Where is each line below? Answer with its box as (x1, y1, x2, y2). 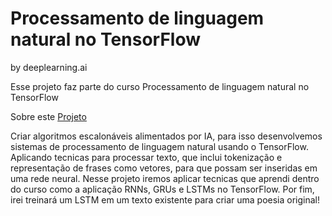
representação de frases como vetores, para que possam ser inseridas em (10, 162, 318, 174)
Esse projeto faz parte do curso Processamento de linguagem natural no (10, 80, 310, 92)
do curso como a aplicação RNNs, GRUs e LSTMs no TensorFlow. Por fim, (10, 183, 315, 195)
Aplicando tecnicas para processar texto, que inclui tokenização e (10, 151, 283, 163)
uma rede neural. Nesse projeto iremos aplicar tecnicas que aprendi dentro (10, 172, 320, 184)
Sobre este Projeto (10, 110, 87, 122)
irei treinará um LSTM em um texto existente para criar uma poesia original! (10, 193, 321, 206)
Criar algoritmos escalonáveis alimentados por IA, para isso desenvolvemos (10, 130, 323, 142)
